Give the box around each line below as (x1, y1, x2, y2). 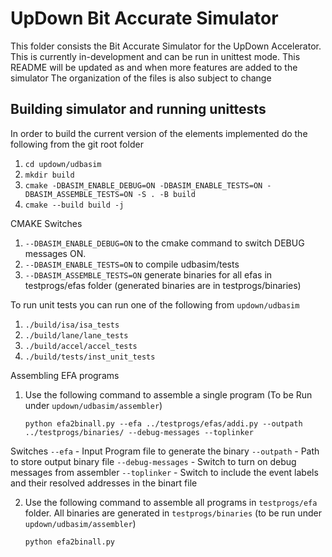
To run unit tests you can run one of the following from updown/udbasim (10, 298, 300, 311)
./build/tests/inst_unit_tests (24, 352, 156, 362)
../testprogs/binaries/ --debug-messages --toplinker (24, 427, 254, 437)
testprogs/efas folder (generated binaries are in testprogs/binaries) (24, 279, 302, 291)
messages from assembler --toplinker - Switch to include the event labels (10, 466, 319, 478)
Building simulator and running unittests (10, 101, 267, 118)
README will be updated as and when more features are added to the (10, 61, 298, 73)
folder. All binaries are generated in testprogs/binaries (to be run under (24, 507, 322, 519)
